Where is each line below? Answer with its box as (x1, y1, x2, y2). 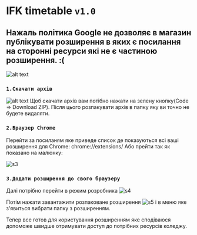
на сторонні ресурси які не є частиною (6, 46, 158, 56)
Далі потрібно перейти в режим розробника (6, 187, 118, 194)
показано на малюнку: (6, 149, 63, 156)
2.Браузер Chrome (6, 125, 56, 131)
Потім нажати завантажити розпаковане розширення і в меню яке (6, 198, 187, 206)
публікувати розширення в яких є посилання (6, 37, 181, 47)
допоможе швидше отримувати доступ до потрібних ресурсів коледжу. (6, 222, 187, 229)
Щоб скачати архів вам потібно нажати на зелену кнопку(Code (29, 97, 189, 104)
